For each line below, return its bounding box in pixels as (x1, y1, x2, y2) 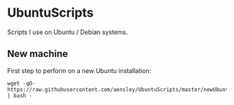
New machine (7, 48, 68, 60)
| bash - (7, 92, 33, 99)
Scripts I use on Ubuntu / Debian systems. (7, 28, 128, 36)
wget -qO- (7, 80, 36, 87)
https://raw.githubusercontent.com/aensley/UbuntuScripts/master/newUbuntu (7, 86, 232, 93)
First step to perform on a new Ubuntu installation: (7, 66, 152, 74)
